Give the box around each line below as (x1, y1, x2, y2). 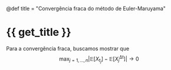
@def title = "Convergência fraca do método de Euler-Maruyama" (6, 5, 166, 12)
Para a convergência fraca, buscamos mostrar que (6, 45, 130, 52)
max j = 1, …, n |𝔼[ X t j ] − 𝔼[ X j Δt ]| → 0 (58, 54, 140, 64)
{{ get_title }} (6, 26, 72, 39)
